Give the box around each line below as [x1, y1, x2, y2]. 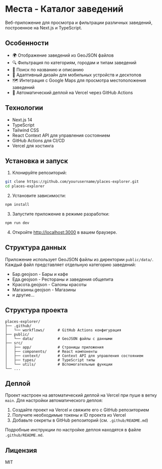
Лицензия [5, 446, 37, 454]
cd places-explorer [5, 184, 45, 189]
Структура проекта [5, 306, 68, 314]
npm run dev [5, 221, 29, 225]
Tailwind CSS [12, 127, 39, 133]
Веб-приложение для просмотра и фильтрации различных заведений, [5, 20, 153, 25]
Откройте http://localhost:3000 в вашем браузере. [12, 229, 117, 235]
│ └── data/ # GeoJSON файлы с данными [5, 336, 113, 341]
